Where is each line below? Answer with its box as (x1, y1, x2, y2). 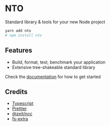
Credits (5, 88, 28, 96)
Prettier (12, 106, 27, 111)
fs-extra (12, 116, 28, 122)
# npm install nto (5, 32, 42, 38)
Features (5, 47, 32, 55)
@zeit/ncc (12, 111, 33, 117)
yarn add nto (5, 28, 31, 33)
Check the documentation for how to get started (5, 74, 101, 79)
